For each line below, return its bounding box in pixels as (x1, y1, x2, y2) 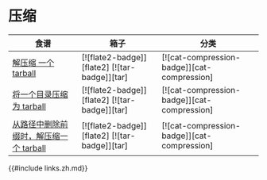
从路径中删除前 (12, 118, 69, 129)
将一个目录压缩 (12, 89, 69, 100)
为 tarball (12, 101, 46, 112)
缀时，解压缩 (12, 130, 61, 141)
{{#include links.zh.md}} (8, 163, 88, 173)
